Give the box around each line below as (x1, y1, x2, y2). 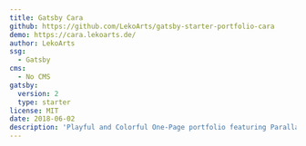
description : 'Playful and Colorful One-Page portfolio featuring (9, 123, 267, 132)
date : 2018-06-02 (9, 114, 76, 123)
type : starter (17, 97, 71, 107)
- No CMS (17, 73, 51, 82)
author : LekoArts (9, 38, 76, 48)
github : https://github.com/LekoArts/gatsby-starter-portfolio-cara (9, 22, 275, 31)
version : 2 (17, 89, 59, 98)
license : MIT (9, 106, 59, 115)
